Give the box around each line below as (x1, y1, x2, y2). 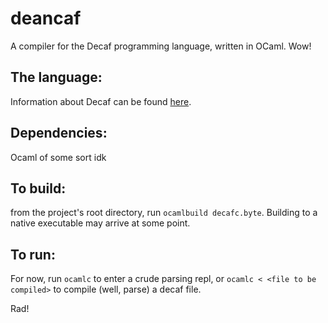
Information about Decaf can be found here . (10, 95, 192, 107)
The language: (10, 69, 103, 86)
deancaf (10, 7, 82, 30)
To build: (10, 180, 67, 197)
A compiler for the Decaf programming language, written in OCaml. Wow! (10, 40, 312, 52)
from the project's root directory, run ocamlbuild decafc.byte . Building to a (10, 207, 318, 219)
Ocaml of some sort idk (10, 151, 107, 163)
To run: (10, 246, 56, 263)
